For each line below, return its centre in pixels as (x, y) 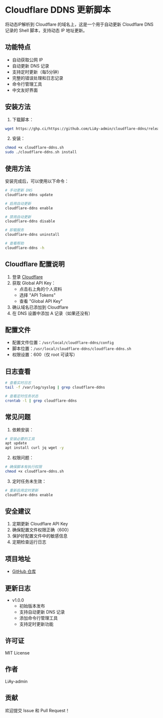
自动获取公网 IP (27, 60)
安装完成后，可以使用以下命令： (37, 181)
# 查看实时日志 (18, 383)
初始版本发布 (32, 606)
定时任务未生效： (29, 481)
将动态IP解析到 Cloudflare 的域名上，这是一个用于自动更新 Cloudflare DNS (79, 24)
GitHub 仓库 (24, 571)
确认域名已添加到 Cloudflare (40, 307)
